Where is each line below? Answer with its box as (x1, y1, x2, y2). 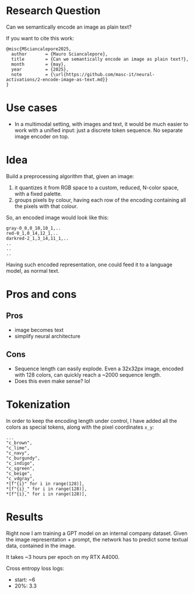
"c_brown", (6, 440, 33, 446)
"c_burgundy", (6, 455, 41, 461)
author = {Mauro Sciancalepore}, (11, 51, 108, 57)
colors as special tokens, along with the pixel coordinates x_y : (6, 423, 154, 430)
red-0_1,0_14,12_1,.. (6, 230, 59, 236)
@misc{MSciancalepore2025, (6, 46, 72, 52)
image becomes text (14, 326, 64, 334)
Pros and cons (6, 288, 77, 301)
